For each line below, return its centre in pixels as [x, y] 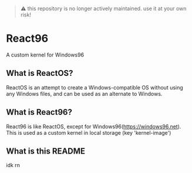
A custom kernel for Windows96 [45, 55]
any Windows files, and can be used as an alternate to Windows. [84, 94]
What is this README [46, 151]
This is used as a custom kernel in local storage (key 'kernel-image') [89, 132]
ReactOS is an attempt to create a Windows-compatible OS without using [95, 87]
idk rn [13, 165]
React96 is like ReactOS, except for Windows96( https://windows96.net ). [94, 127]
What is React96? [39, 112]
